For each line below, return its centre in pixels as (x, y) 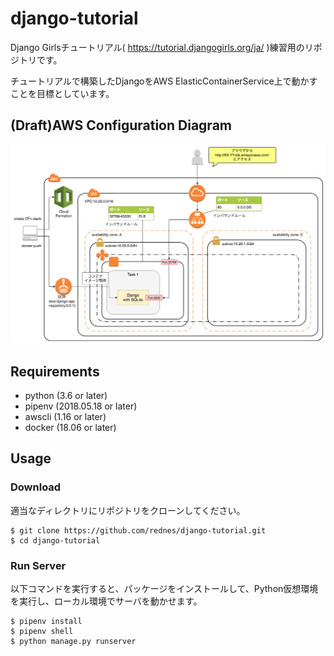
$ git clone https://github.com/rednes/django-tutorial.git (138, 530)
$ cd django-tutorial (55, 540)
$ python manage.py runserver (73, 641)
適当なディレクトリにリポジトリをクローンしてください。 (128, 510)
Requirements (55, 371)
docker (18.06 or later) (70, 427)
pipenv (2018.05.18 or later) (81, 406)
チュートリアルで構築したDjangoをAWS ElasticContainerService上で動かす (164, 81)
